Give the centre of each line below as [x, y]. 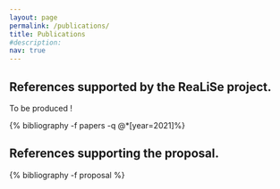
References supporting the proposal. [114, 154]
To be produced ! [41, 108]
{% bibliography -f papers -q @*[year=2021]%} [98, 125]
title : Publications [48, 34]
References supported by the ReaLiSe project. [140, 87]
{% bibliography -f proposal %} [67, 175]
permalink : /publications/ [59, 26]
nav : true [28, 51]
